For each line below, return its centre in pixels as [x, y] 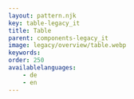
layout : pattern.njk [43, 16]
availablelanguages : [43, 68]
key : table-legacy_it [44, 23]
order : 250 [26, 61]
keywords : [25, 53]
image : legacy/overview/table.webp [67, 46]
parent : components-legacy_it [59, 38]
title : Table [30, 30]
